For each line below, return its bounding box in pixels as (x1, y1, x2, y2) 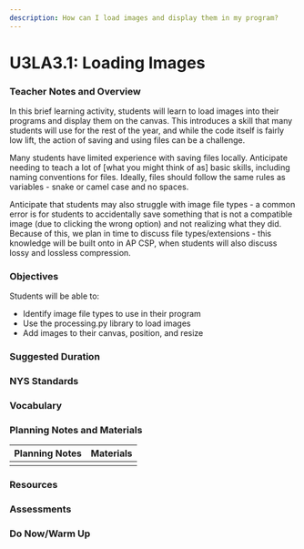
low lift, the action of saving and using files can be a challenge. (9, 135, 246, 146)
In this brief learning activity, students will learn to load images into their (9, 106, 279, 117)
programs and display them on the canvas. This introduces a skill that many (9, 116, 293, 127)
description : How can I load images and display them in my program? (9, 13, 279, 23)
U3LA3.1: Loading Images (9, 52, 206, 73)
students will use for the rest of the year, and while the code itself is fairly (9, 125, 285, 137)
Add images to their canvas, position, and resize (22, 328, 204, 339)
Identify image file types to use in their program (22, 309, 202, 320)
